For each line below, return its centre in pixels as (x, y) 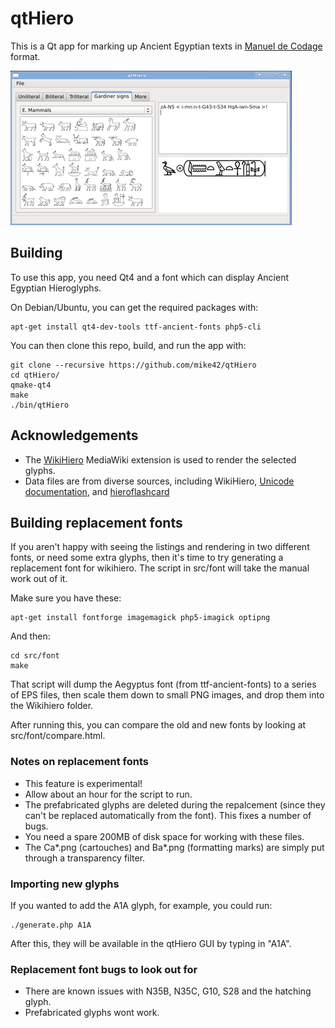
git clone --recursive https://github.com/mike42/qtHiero (133, 365)
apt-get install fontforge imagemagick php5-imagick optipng (140, 618)
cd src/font (35, 656)
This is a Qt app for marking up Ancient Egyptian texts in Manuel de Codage (166, 46)
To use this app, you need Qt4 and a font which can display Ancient (150, 277)
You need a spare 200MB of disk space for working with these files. (164, 836)
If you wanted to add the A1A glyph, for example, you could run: (141, 905)
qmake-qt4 (31, 385)
